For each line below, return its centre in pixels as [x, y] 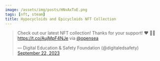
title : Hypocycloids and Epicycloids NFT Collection [61, 19]
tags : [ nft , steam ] [25, 14]
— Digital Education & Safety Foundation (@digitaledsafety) [78, 48]
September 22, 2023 [38, 53]
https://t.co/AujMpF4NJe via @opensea [58, 38]
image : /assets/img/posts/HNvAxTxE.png [46, 10]
